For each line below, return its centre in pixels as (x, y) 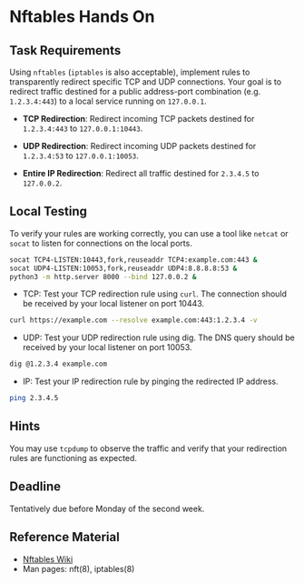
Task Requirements (65, 50)
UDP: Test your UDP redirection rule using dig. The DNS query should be (158, 337)
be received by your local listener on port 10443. (113, 304)
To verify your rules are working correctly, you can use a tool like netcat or (149, 233)
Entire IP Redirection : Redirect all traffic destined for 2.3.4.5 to (141, 173)
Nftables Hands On (82, 17)
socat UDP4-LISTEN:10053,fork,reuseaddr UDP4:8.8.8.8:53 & (123, 268)
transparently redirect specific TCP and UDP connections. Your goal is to (146, 82)
